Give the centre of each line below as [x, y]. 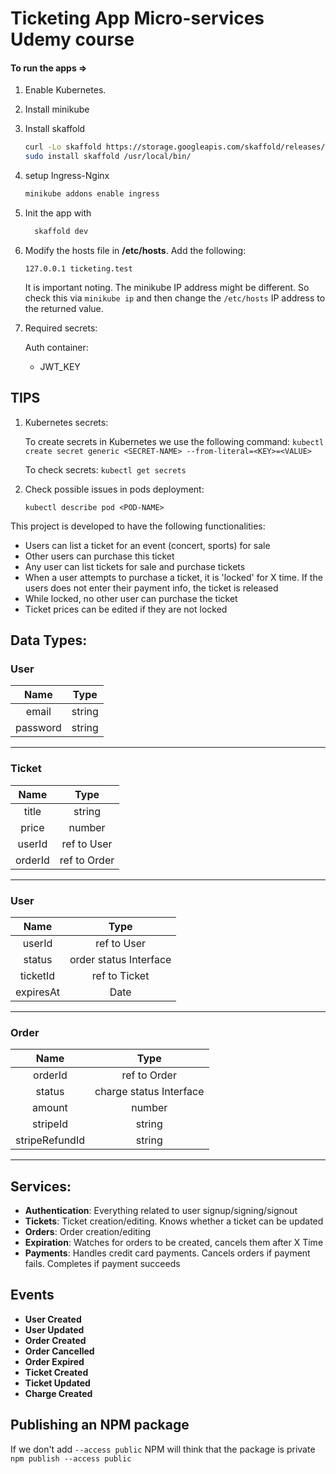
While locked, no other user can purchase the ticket [131, 598]
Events [32, 1295]
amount [50, 1108]
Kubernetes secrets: [66, 422]
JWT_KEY [60, 366]
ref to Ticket [120, 975]
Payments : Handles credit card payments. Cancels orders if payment [167, 1253]
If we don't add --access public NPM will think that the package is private [163, 1449]
